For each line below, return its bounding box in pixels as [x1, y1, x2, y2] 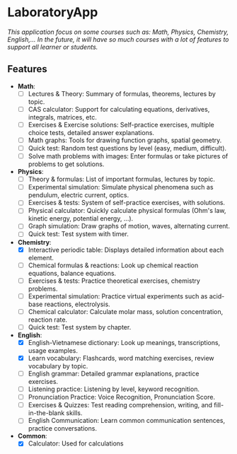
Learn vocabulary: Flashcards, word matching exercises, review [28, 354, 214, 362]
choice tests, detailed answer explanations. [28, 128, 154, 136]
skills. [66, 409, 83, 417]
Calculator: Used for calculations [28, 439, 124, 448]
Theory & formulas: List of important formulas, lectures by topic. [28, 175, 216, 184]
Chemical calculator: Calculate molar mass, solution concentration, [28, 307, 224, 315]
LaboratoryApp [7, 4, 98, 21]
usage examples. [28, 346, 78, 354]
